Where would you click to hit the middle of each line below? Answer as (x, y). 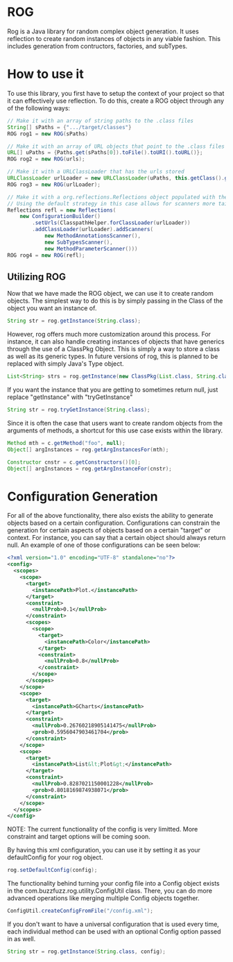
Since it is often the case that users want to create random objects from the (115, 423)
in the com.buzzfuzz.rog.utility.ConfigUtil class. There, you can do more (110, 891)
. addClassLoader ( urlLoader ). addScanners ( (93, 230)
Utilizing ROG (36, 277)
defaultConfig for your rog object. (55, 857)
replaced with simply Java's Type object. (66, 364)
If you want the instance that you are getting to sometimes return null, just (113, 390)
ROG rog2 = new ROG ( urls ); (46, 159)
